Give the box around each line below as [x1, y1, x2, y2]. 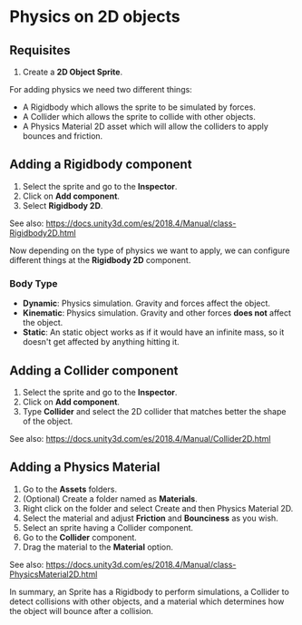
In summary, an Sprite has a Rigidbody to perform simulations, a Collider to [9, 586, 290, 597]
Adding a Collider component [9, 363, 179, 378]
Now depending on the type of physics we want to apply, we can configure [9, 245, 290, 256]
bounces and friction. [22, 131, 103, 142]
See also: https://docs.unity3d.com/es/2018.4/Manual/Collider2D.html [9, 433, 271, 444]
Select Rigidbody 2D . [22, 200, 103, 210]
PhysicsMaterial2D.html [9, 569, 98, 580]
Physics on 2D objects [9, 6, 181, 27]
